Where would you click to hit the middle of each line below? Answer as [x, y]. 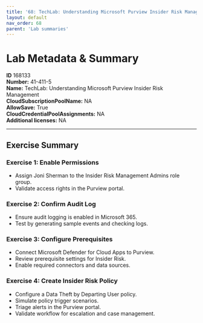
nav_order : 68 [24, 23]
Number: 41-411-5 [29, 82]
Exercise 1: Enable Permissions [53, 162]
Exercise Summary [43, 145]
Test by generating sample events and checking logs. [81, 224]
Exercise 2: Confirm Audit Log [51, 204]
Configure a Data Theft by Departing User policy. [76, 294]
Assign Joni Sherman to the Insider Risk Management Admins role [97, 175]
